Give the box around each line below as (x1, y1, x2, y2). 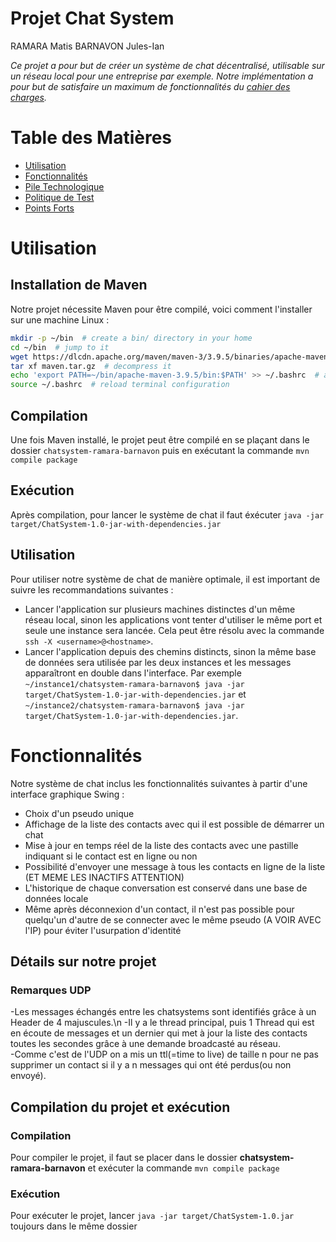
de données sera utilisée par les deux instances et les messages (24, 656, 292, 668)
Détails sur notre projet (10, 953, 157, 970)
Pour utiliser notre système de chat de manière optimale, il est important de (10, 573, 321, 585)
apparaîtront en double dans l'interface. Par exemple (24, 667, 242, 679)
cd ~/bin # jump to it (10, 342, 110, 352)
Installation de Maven (10, 277, 148, 294)
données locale (24, 892, 89, 904)
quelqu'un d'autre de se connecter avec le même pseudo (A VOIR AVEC (24, 913, 322, 926)
